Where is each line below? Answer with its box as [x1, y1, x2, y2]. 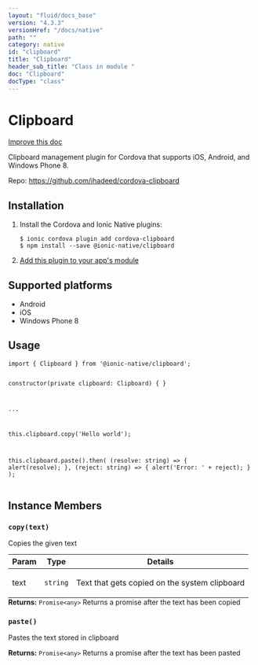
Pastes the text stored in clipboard [8, 633, 119, 642]
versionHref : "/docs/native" [8, 26, 104, 34]
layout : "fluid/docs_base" [8, 11, 96, 20]
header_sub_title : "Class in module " [8, 63, 135, 71]
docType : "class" [8, 77, 65, 85]
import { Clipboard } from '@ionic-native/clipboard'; [8, 360, 191, 368]
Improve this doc [8, 137, 63, 146]
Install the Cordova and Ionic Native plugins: [19, 220, 162, 229]
